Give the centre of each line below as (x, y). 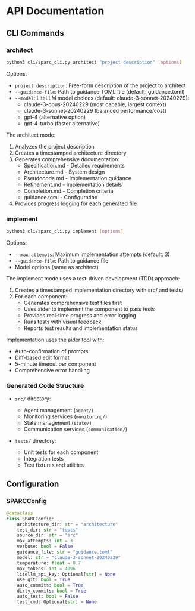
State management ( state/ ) (58, 423)
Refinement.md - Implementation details (73, 184)
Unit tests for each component (61, 452)
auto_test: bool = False (48, 597)
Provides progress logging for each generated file (76, 203)
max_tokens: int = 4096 (46, 569)
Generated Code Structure (45, 385)
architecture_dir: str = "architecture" (67, 524)
